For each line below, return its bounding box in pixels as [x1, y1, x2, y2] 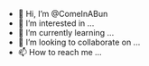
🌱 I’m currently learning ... [17, 28, 115, 37]
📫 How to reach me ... [17, 47, 102, 57]
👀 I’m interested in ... [17, 18, 95, 29]
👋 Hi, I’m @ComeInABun [17, 9, 108, 19]
